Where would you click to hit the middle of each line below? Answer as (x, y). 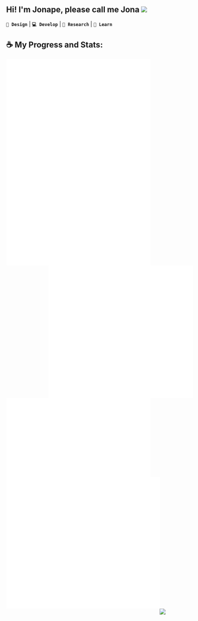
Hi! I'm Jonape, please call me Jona (73, 10)
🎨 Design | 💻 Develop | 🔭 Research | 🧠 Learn (59, 24)
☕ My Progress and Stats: (55, 45)
